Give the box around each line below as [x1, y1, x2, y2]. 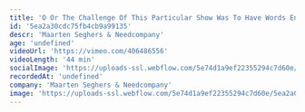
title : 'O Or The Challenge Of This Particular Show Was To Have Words [9, 13, 286, 23]
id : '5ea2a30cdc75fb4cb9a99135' [9, 22, 132, 31]
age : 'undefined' [9, 38, 75, 48]
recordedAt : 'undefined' [9, 72, 103, 81]
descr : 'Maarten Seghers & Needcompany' [9, 30, 165, 39]
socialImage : [9, 64, 59, 73]
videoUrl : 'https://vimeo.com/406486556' [9, 47, 169, 56]
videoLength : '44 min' [9, 55, 95, 64]
